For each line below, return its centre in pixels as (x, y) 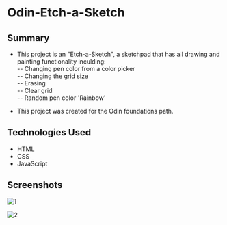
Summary (28, 38)
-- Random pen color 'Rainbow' (61, 98)
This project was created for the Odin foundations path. (95, 111)
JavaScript (32, 163)
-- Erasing (31, 83)
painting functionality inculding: (61, 62)
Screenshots (35, 185)
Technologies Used (49, 132)
